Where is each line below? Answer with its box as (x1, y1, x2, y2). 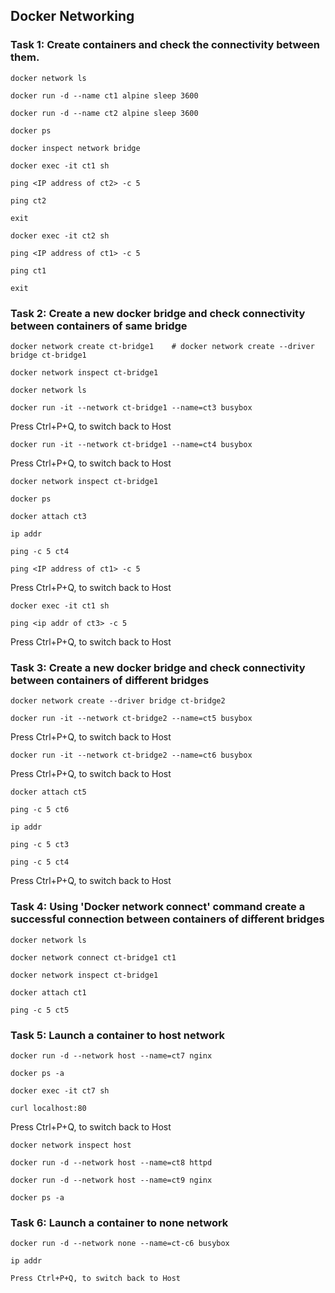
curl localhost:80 (10, 1103, 87, 1113)
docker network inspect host (10, 1140, 132, 1150)
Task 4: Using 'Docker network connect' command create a (10, 900, 306, 914)
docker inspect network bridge (10, 143, 141, 153)
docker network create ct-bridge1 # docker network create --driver (10, 341, 315, 351)
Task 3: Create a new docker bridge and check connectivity (10, 660, 306, 674)
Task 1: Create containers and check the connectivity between (10, 38, 320, 52)
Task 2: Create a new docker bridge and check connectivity (10, 306, 306, 320)
